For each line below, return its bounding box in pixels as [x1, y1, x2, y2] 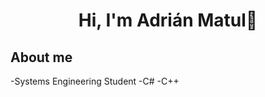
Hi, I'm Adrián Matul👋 [78, 9, 258, 32]
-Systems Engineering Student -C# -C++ [10, 75, 180, 87]
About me [10, 49, 73, 66]
